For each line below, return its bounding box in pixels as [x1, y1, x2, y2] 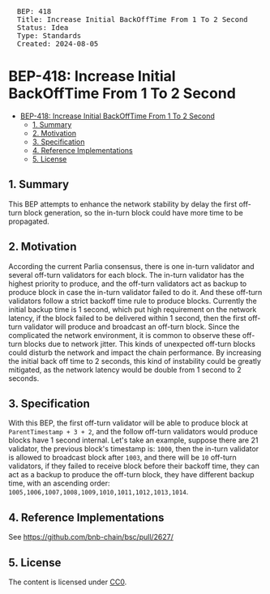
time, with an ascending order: [8, 478, 110, 489]
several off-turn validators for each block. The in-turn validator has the [8, 270, 245, 280]
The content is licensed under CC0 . [8, 577, 127, 587]
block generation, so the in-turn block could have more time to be [24, 207, 243, 217]
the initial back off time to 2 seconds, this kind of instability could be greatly [8, 356, 262, 365]
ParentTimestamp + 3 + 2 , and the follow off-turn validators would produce [8, 427, 258, 437]
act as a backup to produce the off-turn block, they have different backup [8, 470, 255, 480]
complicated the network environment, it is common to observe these [8, 330, 241, 340]
